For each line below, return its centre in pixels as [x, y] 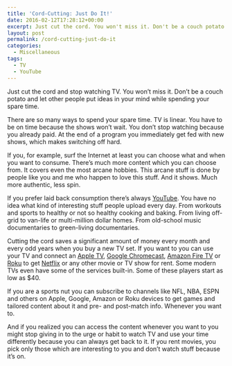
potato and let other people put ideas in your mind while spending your [108, 98]
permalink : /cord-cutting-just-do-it [62, 40]
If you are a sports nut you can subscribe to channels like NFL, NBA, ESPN [113, 291]
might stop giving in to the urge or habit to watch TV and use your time [108, 334]
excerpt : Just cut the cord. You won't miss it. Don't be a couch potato [116, 26]
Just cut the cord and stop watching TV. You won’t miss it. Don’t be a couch [115, 91]
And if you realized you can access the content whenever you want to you [113, 326]
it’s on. [17, 356]
